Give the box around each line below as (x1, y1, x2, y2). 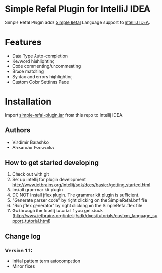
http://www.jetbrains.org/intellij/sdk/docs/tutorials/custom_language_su (14, 213, 158, 219)
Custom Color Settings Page (12, 79, 69, 84)
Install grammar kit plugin (12, 187, 63, 193)
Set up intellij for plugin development (12, 177, 86, 183)
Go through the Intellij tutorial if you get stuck (12, 208, 103, 213)
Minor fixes (12, 263, 35, 269)
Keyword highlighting (12, 58, 55, 64)
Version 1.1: (5, 247, 33, 253)
